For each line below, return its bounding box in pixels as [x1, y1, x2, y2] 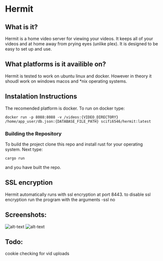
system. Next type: [5, 146, 43, 152]
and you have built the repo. [5, 164, 61, 170]
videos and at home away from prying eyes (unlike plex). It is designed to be [5, 41, 158, 47]
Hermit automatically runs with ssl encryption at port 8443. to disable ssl [5, 191, 151, 197]
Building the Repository [5, 130, 62, 137]
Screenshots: [5, 211, 47, 219]
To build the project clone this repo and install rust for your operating [5, 141, 143, 147]
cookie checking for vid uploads [5, 251, 70, 257]
